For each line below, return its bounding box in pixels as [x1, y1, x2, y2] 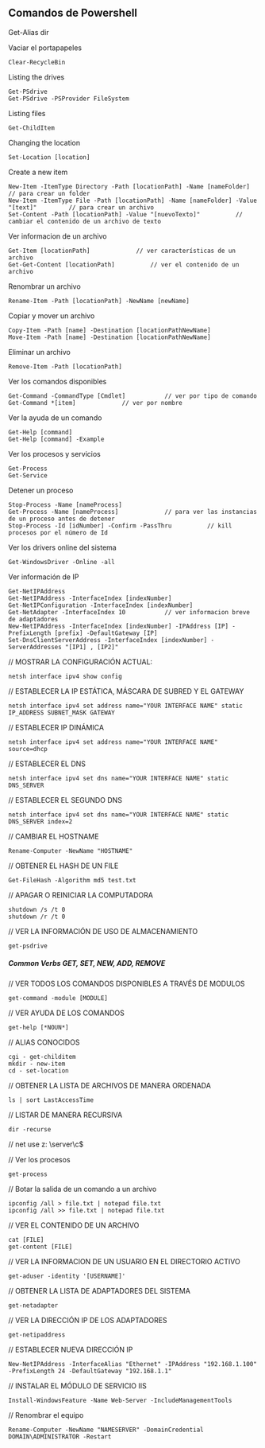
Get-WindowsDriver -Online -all [8, 558, 115, 566]
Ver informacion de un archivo [8, 231, 107, 241]
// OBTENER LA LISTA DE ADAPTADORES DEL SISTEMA [8, 1286, 190, 1295]
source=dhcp [8, 745, 48, 753]
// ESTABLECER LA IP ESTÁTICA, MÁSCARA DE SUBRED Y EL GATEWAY [8, 686, 244, 695]
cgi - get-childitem [8, 1053, 77, 1061]
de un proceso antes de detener [8, 515, 115, 523]
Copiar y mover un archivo [8, 310, 95, 321]
